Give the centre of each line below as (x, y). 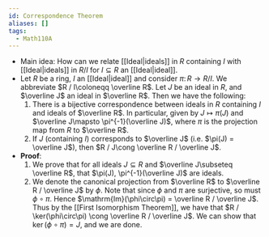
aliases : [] (28, 23)
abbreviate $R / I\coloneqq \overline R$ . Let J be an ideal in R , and (131, 87)
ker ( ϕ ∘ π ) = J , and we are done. (87, 225)
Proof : (31, 156)
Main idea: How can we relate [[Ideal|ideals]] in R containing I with (130, 61)
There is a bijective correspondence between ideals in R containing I (147, 104)
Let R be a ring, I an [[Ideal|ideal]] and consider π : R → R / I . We (124, 78)
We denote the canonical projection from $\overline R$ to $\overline (146, 182)
